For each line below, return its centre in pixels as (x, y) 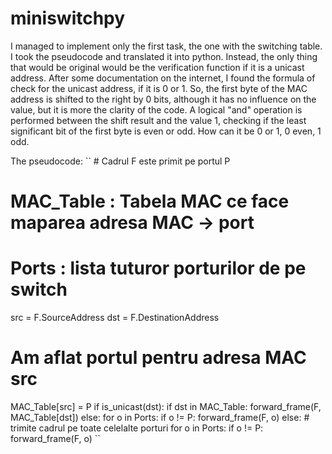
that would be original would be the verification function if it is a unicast (157, 67)
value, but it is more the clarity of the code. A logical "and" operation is (156, 109)
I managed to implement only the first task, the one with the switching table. (166, 46)
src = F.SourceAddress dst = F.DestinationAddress (115, 318)
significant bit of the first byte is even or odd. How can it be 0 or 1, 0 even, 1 (166, 131)
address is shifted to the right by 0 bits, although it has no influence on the (163, 99)
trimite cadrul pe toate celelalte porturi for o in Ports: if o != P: (137, 428)
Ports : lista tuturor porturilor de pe (158, 268)
